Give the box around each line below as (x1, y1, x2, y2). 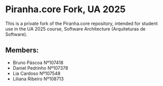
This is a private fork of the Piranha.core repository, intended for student (5, 20, 158, 26)
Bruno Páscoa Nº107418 (12, 60, 64, 66)
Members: (5, 46, 39, 54)
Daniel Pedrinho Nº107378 (12, 65, 68, 71)
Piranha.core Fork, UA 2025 (5, 4, 126, 15)
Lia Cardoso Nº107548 (12, 70, 61, 76)
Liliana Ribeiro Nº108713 (12, 75, 64, 82)
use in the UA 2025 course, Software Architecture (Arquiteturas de (5, 25, 146, 32)
